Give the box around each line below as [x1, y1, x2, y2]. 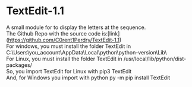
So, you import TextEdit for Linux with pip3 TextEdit [6, 67, 132, 75]
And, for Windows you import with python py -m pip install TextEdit [6, 74, 171, 81]
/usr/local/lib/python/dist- [123, 55, 187, 62]
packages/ [6, 61, 33, 69]
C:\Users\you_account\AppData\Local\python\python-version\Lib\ [6, 49, 167, 56]
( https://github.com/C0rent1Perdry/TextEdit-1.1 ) [6, 36, 122, 43]
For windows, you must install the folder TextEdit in [6, 43, 131, 50]
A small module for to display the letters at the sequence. [6, 24, 146, 31]
